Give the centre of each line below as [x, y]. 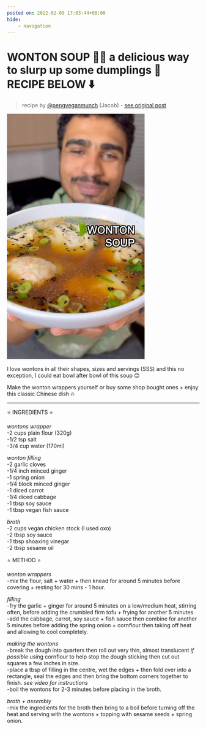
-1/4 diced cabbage [32, 497]
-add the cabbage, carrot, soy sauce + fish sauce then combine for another [102, 619]
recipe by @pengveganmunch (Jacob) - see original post [94, 105]
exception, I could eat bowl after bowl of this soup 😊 [73, 376]
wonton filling [24, 458]
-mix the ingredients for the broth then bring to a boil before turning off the [101, 708]
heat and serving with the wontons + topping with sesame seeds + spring [100, 714]
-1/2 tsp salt [22, 440]
